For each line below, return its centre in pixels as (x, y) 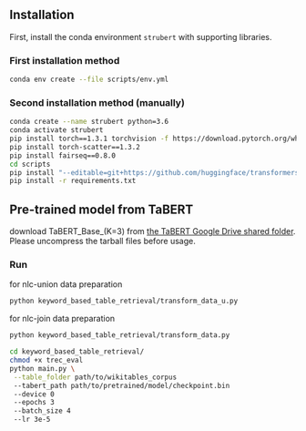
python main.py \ (42, 368)
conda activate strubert (56, 130)
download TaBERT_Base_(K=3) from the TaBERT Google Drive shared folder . (153, 231)
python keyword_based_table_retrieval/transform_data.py (120, 335)
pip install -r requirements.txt (73, 181)
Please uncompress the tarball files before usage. (102, 241)
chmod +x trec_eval (46, 360)
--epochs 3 (34, 403)
